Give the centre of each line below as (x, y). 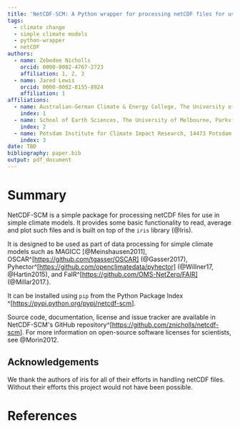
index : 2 (33, 127)
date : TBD (22, 147)
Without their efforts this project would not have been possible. (100, 387)
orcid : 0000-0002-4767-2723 (62, 67)
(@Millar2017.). (29, 282)
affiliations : (29, 101)
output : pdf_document (40, 160)
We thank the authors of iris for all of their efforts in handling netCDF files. (116, 379)
